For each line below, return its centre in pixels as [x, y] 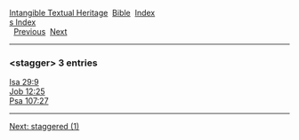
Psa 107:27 [29, 101]
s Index [23, 22]
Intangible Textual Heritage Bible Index [82, 13]
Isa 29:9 [24, 82]
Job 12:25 [28, 91]
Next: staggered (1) [44, 127]
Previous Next [40, 31]
